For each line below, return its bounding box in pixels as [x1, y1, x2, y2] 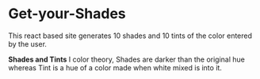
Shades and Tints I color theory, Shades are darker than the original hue [8, 55, 246, 64]
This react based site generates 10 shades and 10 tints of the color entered [8, 31, 252, 40]
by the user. [8, 39, 48, 48]
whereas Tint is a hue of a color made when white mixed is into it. [8, 62, 222, 72]
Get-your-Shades [8, 5, 127, 23]
